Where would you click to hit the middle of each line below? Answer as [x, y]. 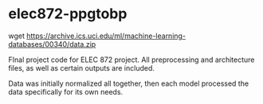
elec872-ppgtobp [68, 14]
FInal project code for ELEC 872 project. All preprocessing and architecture [131, 60]
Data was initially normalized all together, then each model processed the [129, 83]
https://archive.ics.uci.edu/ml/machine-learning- [106, 36]
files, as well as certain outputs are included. [82, 67]
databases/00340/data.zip [52, 44]
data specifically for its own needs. [66, 91]
